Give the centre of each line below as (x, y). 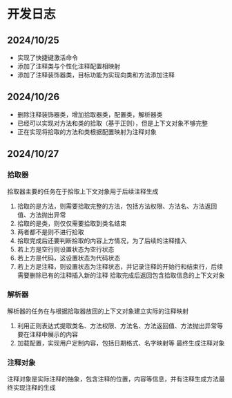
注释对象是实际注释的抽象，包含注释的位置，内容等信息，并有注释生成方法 (113, 379)
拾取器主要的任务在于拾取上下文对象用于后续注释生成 (83, 191)
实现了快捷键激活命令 (47, 57)
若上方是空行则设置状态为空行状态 (66, 249)
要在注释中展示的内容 (47, 334)
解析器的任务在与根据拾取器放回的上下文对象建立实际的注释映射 (98, 311)
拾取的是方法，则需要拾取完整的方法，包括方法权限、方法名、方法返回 (117, 206)
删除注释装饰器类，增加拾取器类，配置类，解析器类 (90, 114)
